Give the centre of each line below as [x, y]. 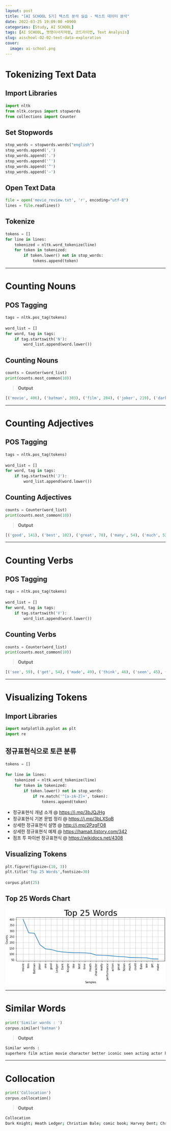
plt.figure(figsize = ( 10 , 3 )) [36, 867]
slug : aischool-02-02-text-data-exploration [53, 38]
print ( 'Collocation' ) [28, 1093]
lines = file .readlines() [33, 206]
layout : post [19, 11]
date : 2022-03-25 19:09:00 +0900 [41, 21]
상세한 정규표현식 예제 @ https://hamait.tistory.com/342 [70, 831]
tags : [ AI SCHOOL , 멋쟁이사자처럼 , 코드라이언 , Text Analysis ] [67, 32]
